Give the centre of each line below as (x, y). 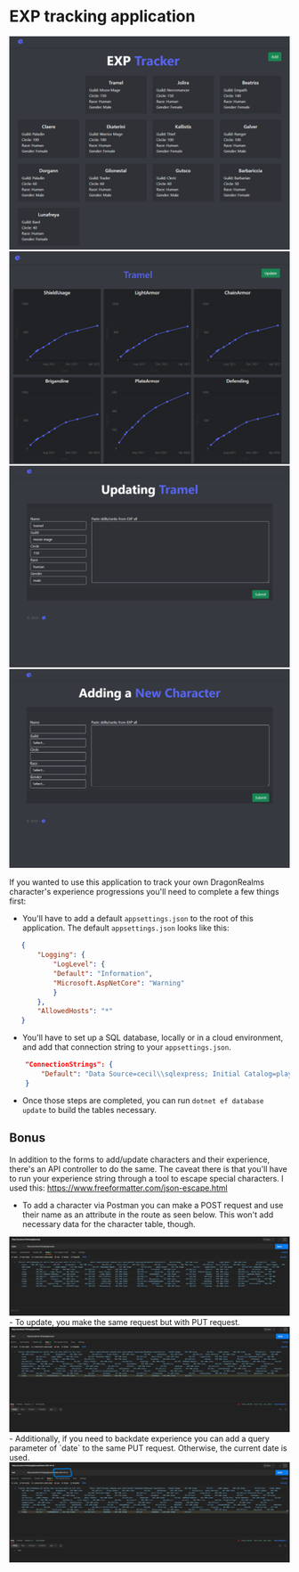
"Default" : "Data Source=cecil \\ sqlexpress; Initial (141, 1074)
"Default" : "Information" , (103, 973)
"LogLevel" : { (79, 964)
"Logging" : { (61, 955)
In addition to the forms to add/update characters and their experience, (139, 1159)
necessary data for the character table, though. (109, 1224)
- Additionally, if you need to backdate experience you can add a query (139, 1438)
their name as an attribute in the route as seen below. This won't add (148, 1215)
